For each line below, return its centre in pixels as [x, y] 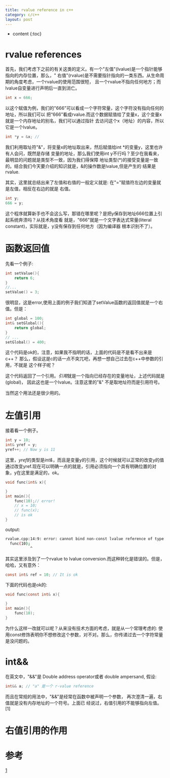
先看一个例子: [19, 263]
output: [13, 530]
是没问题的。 [18, 641]
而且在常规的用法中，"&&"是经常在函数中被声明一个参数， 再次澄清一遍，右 [84, 696]
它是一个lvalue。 [23, 127]
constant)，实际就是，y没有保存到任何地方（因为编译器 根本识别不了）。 [80, 226]
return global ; [30, 328]
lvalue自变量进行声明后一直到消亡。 [42, 88]
